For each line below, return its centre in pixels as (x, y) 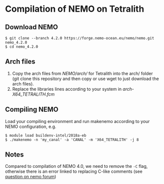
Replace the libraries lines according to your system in (67, 89)
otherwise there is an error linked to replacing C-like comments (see (74, 171)
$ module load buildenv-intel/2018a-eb (46, 135)
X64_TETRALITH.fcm (33, 94)
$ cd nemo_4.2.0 (22, 47)
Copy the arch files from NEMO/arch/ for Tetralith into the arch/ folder (82, 73)
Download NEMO (32, 27)
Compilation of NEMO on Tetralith (75, 9)
